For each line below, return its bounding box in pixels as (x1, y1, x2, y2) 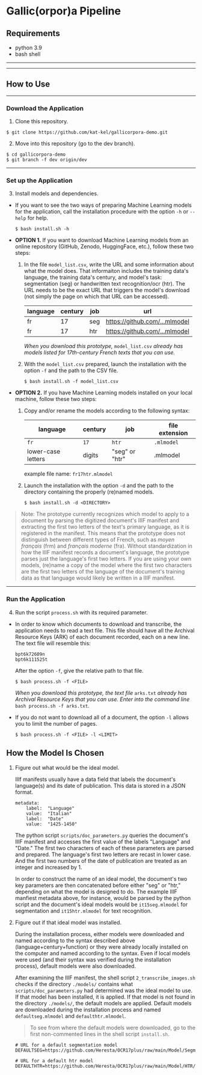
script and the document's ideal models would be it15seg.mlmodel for (14, 901, 188, 908)
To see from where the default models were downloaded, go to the (29, 1024, 196, 1031)
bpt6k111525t (14, 657, 48, 663)
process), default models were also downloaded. (14, 962, 136, 969)
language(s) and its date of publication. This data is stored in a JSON (14, 782, 186, 789)
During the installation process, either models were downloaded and (14, 930, 185, 937)
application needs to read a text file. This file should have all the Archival (14, 626, 195, 634)
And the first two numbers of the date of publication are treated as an (14, 857, 188, 864)
